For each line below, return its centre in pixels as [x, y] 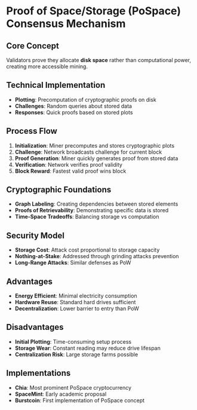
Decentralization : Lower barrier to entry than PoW [77, 308]
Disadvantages [35, 327]
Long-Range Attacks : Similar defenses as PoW [73, 263]
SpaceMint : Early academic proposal [61, 394]
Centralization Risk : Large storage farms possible [76, 354]
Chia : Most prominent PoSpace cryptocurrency [73, 387]
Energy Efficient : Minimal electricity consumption [76, 296]
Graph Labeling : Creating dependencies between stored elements [96, 204]
